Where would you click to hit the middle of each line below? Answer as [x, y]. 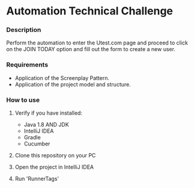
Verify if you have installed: [49, 113]
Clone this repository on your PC [55, 156]
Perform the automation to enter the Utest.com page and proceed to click [97, 43]
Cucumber [37, 144]
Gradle [32, 138]
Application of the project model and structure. [73, 84]
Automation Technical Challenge [89, 11]
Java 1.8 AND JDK [46, 125]
